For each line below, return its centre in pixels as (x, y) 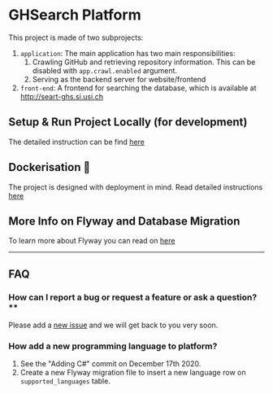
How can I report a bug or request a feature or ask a (112, 297)
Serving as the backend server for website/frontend (119, 79)
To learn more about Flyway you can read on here (92, 241)
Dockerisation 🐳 (50, 167)
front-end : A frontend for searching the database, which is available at (139, 88)
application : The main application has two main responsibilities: (128, 53)
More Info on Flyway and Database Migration (124, 221)
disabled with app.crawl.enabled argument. (104, 70)
